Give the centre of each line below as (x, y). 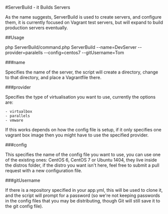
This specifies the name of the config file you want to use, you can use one (83, 155)
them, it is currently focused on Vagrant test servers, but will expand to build (84, 22)
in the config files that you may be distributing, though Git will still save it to (83, 201)
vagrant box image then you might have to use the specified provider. (77, 135)
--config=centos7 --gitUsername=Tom (84, 53)
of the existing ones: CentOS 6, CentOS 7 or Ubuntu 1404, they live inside (81, 160)
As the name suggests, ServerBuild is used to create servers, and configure (83, 17)
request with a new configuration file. (44, 170)
